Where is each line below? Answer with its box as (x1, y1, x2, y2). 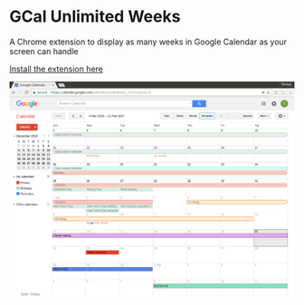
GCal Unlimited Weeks (9, 6, 181, 27)
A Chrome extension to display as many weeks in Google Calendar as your (9, 36, 288, 47)
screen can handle (9, 45, 79, 56)
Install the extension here (9, 63, 104, 74)
